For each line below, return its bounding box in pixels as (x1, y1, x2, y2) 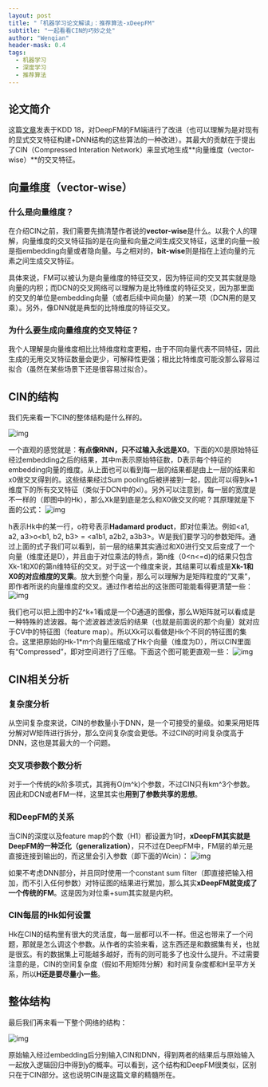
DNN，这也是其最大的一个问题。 (8, 738, 116, 747)
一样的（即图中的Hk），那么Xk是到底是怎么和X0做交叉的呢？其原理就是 (14, 495, 249, 505)
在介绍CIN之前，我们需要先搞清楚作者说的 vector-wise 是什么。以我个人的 (8, 226, 250, 236)
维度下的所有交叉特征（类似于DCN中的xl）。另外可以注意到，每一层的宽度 (8, 485, 250, 494)
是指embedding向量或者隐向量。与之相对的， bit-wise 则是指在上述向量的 (8, 246, 249, 256)
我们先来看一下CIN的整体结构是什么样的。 (8, 412, 147, 423)
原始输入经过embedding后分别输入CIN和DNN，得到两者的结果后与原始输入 (8, 1050, 255, 1059)
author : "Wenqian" (8, 33, 69, 42)
